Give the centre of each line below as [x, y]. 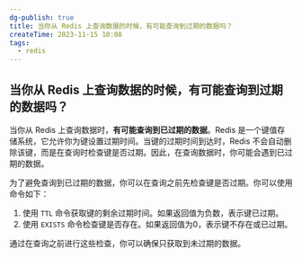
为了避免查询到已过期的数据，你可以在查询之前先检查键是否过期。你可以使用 [151, 182]
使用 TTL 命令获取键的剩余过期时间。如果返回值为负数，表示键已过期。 [153, 213]
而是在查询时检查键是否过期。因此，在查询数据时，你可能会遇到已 [162, 152]
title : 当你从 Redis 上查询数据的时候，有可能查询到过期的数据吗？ [121, 26]
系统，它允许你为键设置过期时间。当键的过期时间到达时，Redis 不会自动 [151, 141]
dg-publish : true [42, 18]
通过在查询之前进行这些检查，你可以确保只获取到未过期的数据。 [127, 243]
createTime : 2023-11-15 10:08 [66, 34]
